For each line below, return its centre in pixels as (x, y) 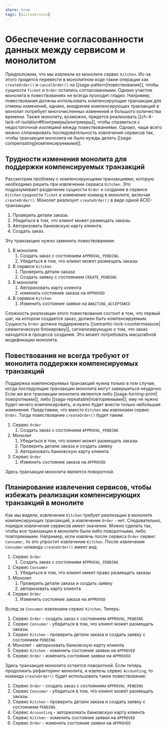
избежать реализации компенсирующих (73, 495)
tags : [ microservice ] (28, 14)
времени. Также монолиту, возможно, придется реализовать (71, 117)
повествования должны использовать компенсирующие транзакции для (83, 101)
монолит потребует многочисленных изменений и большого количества (83, 111)
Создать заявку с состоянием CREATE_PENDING (68, 277)
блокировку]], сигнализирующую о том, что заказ (94, 329)
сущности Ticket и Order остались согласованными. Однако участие (79, 90)
